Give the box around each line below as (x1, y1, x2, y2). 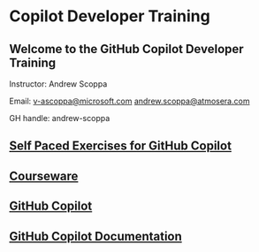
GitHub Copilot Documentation (9, 228, 183, 244)
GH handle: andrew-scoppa (9, 113, 110, 123)
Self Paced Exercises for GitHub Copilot (9, 139, 232, 154)
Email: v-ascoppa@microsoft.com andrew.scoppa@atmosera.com (9, 95, 250, 106)
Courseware (9, 168, 79, 183)
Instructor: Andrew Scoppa (9, 79, 108, 89)
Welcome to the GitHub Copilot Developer (9, 42, 245, 57)
